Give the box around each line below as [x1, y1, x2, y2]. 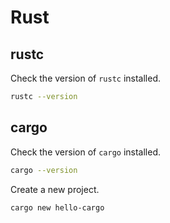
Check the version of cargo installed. [10, 146, 162, 158]
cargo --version [10, 165, 78, 175]
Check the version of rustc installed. [10, 72, 162, 84]
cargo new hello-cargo [10, 202, 105, 213]
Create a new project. [10, 183, 100, 195]
